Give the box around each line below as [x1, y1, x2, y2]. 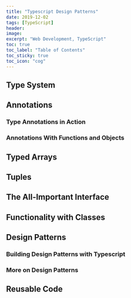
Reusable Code [6, 284, 63, 294]
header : [6, 25, 25, 31]
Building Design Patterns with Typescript [6, 250, 126, 258]
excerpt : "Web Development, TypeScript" [6, 36, 107, 42]
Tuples [6, 172, 32, 182]
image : [6, 31, 22, 37]
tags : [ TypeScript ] [6, 20, 54, 25]
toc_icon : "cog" [6, 58, 46, 64]
